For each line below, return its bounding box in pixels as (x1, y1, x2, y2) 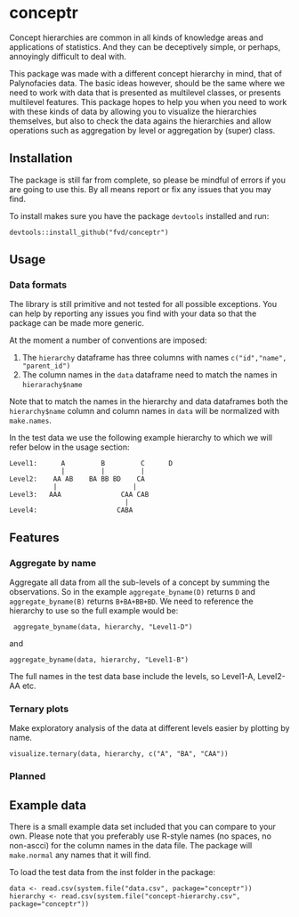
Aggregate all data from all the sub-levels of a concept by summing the (9, 577, 271, 588)
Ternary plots (9, 702, 69, 715)
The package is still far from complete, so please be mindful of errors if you (9, 174, 287, 185)
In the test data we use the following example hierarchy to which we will (9, 433, 273, 443)
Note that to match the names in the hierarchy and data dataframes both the (9, 396, 288, 407)
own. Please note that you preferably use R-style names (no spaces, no (9, 831, 271, 841)
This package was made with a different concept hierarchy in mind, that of (9, 68, 282, 78)
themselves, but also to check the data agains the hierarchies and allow (9, 115, 271, 126)
